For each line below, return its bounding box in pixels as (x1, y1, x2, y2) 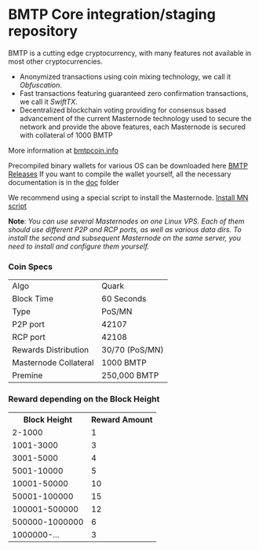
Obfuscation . (19, 80, 63, 90)
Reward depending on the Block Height (8, 393, 160, 404)
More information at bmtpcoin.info (8, 146, 119, 155)
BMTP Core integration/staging (8, 6, 216, 24)
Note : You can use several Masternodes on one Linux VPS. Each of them (8, 216, 245, 226)
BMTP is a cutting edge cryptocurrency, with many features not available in (8, 48, 252, 57)
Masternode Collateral (12, 357, 94, 368)
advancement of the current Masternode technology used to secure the (19, 113, 252, 123)
